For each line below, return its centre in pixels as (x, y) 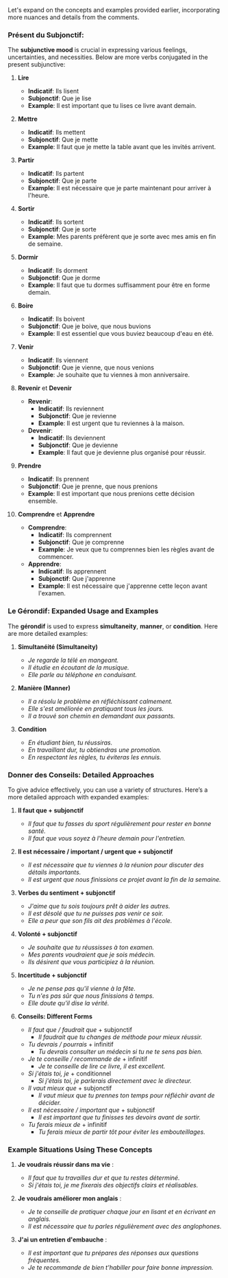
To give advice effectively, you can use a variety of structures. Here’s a (108, 790)
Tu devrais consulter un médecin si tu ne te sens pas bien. (121, 1051)
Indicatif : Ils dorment (58, 271)
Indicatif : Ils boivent (56, 319)
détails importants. (54, 872)
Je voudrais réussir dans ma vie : (65, 1165)
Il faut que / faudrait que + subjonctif (80, 1029)
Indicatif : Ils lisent (53, 91)
